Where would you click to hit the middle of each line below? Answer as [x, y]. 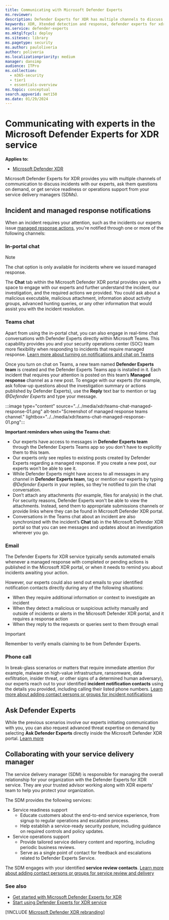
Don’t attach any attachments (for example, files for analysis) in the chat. [88, 495]
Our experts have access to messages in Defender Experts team [80, 442]
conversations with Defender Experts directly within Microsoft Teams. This [82, 338]
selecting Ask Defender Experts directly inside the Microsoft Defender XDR [84, 733]
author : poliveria [24, 52]
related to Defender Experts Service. [58, 858]
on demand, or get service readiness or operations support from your [77, 189]
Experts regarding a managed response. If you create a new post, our [84, 463]
